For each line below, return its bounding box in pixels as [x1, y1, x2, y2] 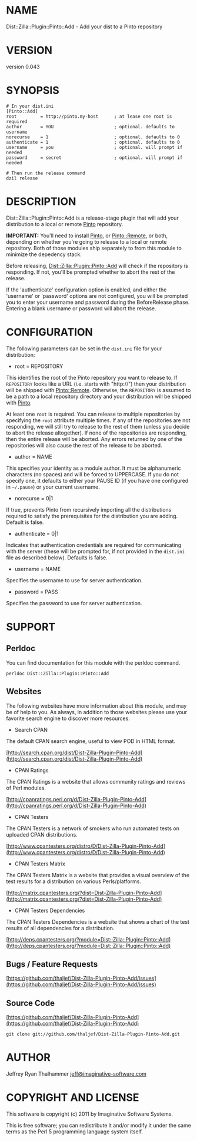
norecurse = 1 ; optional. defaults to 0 [6, 134, 181, 140]
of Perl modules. [6, 784, 46, 791]
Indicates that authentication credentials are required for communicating [6, 541, 182, 548]
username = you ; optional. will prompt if [6, 144, 183, 150]
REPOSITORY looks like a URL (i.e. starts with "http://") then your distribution [6, 380, 186, 387]
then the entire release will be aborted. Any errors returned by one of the [6, 435, 182, 442]
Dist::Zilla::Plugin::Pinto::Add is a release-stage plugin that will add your [6, 214, 179, 221]
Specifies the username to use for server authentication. [6, 576, 143, 583]
